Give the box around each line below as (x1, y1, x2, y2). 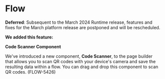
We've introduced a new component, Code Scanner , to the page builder (5, 53, 153, 59)
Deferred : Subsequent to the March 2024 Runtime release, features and (5, 19, 153, 25)
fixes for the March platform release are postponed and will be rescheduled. (5, 24, 161, 30)
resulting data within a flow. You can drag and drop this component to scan (5, 64, 159, 70)
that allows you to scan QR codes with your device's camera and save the (5, 58, 156, 64)
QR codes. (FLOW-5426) (5, 69, 56, 75)
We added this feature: (5, 34, 54, 40)
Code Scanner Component (5, 43, 61, 49)
